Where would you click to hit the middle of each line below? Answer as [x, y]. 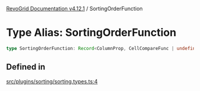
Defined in [26, 67]
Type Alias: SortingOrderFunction [91, 33]
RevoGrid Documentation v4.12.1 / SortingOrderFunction [74, 9]
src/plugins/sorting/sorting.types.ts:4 [52, 81]
